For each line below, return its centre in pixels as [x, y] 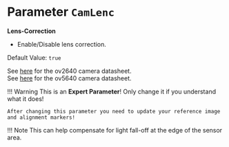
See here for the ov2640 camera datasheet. [70, 71]
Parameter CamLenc [61, 12]
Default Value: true [34, 57]
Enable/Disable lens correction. [62, 44]
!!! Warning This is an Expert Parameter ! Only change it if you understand [111, 91]
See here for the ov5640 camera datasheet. [69, 78]
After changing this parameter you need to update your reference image [114, 111]
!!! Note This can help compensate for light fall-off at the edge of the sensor [115, 130]
